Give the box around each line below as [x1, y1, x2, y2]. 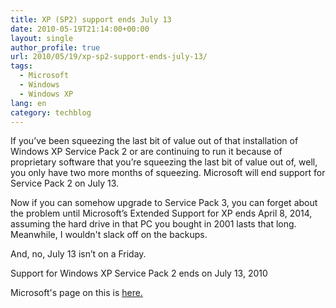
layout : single [10, 33, 74, 43]
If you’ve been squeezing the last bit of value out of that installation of [10, 135, 299, 147]
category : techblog [10, 107, 92, 118]
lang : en [10, 98, 47, 108]
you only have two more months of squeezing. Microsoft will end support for [10, 167, 326, 179]
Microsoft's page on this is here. [10, 287, 143, 299]
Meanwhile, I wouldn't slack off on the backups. [10, 229, 208, 241]
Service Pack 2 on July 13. [10, 177, 120, 190]
